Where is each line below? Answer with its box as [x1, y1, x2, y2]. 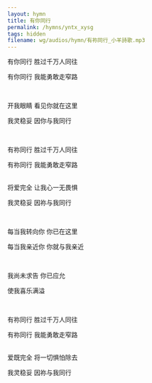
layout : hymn [7, 10, 46, 18]
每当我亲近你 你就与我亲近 [7, 243, 84, 251]
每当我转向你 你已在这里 [7, 227, 78, 236]
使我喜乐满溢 [7, 286, 45, 295]
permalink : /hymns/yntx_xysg [7, 23, 94, 31]
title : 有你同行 [7, 17, 51, 24]
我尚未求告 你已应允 [7, 271, 65, 280]
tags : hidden [7, 30, 46, 38]
